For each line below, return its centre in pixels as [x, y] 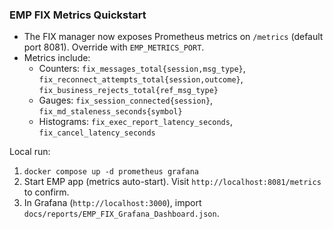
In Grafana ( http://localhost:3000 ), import [112, 203]
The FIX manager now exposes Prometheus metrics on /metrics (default [173, 37]
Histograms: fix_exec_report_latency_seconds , [135, 122]
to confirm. [46, 192]
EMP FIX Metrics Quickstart [78, 15]
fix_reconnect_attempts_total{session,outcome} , [141, 79]
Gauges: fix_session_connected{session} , [126, 100]
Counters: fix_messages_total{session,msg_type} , [142, 69]
